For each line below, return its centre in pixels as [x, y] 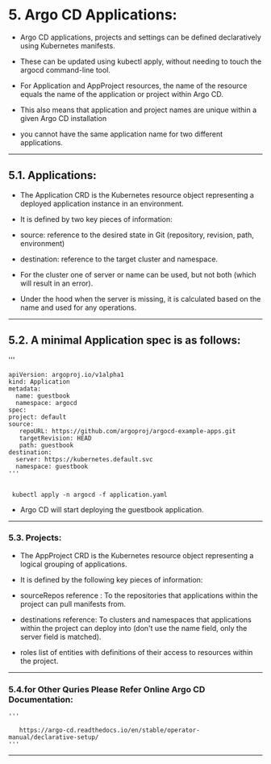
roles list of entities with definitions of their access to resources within [136, 652]
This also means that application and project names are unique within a [138, 110]
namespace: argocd [47, 403]
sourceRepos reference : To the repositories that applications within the [139, 595]
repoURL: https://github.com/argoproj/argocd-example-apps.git [127, 431]
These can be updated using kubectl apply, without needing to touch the [141, 61]
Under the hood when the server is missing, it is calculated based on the [140, 299]
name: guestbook [43, 396]
